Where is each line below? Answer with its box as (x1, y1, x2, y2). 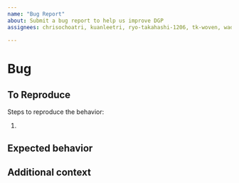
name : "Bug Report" (7, 10, 65, 18)
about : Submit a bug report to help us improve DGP (7, 17, 164, 24)
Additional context (7, 167, 91, 179)
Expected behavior (7, 142, 93, 154)
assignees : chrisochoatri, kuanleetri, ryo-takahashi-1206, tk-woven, (7, 23, 221, 31)
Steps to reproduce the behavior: (7, 108, 105, 116)
